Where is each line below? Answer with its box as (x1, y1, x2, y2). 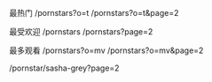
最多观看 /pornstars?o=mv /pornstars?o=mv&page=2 (9, 45, 204, 56)
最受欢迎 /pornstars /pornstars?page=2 (9, 26, 153, 37)
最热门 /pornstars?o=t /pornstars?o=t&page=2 (9, 8, 179, 18)
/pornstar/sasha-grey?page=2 (9, 63, 120, 73)
